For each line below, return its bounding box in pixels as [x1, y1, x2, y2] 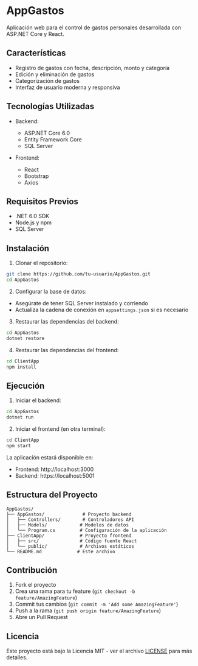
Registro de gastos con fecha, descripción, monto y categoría [15, 64, 170, 71]
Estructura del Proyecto [6, 490, 98, 500]
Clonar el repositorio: [15, 260, 68, 267]
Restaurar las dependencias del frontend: [15, 346, 119, 353]
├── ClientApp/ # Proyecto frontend [6, 533, 132, 539]
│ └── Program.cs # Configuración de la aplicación [6, 527, 167, 533]
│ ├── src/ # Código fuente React [6, 537, 137, 544]
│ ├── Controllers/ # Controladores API [6, 516, 135, 523]
